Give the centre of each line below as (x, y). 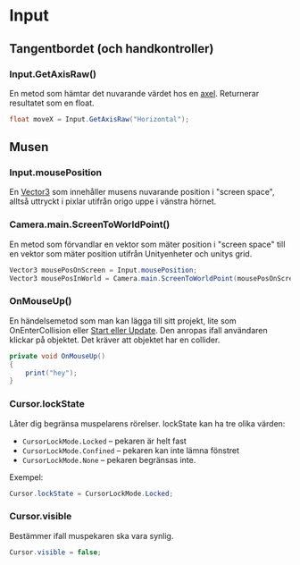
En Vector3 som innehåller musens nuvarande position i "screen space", (142, 192)
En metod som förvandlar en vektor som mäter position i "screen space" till (147, 244)
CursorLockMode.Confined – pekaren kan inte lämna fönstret (130, 450)
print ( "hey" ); (51, 373)
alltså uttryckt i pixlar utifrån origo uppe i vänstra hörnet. (113, 201)
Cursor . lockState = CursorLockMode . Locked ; (92, 493)
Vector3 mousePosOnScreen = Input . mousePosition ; (104, 270)
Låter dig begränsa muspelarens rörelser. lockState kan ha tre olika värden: (147, 423)
